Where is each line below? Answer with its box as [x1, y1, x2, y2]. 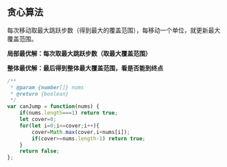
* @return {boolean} [10, 90, 69, 98]
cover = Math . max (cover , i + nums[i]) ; [32, 129, 130, 135]
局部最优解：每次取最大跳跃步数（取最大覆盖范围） [7, 49, 152, 57]
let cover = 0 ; [19, 116, 57, 123]
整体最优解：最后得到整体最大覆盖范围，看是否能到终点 [7, 64, 163, 72]
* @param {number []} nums [10, 84, 84, 91]
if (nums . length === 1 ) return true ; [19, 109, 118, 117]
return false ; [19, 148, 60, 155]
